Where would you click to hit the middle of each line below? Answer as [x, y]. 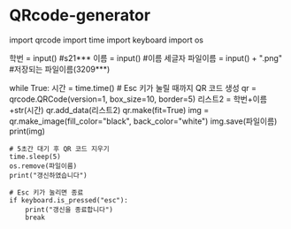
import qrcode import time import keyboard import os [107, 40]
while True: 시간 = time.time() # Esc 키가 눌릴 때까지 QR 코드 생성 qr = [133, 88]
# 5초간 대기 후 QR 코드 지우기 [59, 149]
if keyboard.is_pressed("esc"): [69, 200]
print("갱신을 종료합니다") [69, 210]
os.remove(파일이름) [43, 166]
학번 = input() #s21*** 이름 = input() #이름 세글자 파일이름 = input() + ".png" [146, 57]
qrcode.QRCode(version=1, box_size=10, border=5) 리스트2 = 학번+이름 [138, 99]
